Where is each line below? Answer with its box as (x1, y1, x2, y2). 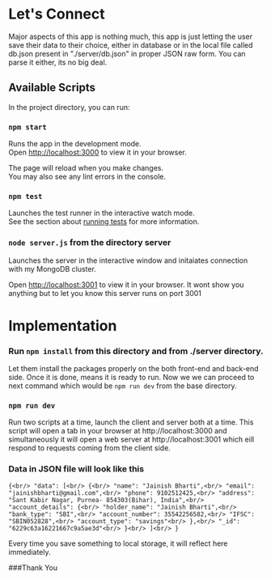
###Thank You (8, 563, 58, 573)
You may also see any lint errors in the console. (8, 171, 166, 182)
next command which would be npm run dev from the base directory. (8, 381, 237, 391)
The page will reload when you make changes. (8, 163, 164, 173)
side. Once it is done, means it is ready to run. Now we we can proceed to (8, 373, 255, 382)
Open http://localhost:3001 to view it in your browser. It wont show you (8, 280, 244, 289)
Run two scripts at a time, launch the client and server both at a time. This (8, 417, 254, 427)
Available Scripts (8, 81, 95, 95)
